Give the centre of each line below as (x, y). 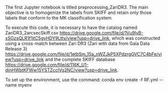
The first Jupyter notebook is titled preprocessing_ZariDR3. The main (77, 7)
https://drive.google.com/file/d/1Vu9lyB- (101, 33)
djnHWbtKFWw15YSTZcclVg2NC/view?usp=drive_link (61, 70)
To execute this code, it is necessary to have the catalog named (71, 27)
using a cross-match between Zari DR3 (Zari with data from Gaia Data (77, 43)
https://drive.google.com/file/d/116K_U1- (47, 65)
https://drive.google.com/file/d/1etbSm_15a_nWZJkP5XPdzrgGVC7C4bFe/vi (83, 54)
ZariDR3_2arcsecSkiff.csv (32, 33)
